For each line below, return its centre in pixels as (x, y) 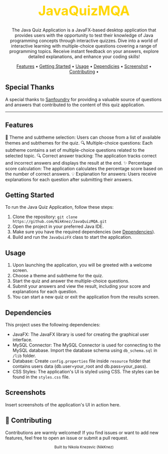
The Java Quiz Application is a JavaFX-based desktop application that (84, 30)
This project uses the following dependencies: (53, 324)
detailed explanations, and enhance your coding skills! (84, 57)
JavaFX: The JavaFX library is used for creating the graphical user (80, 334)
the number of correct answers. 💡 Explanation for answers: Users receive (81, 174)
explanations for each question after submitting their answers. (69, 179)
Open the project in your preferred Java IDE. (58, 227)
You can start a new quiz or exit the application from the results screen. (86, 297)
